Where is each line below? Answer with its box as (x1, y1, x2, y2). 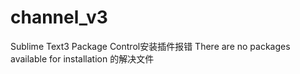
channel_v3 (10, 6, 108, 29)
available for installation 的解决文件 (10, 52, 155, 65)
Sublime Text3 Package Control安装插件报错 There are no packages (10, 40, 291, 52)
